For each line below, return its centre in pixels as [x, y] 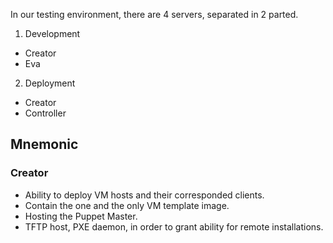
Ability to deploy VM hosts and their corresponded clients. [144, 195]
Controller [45, 113]
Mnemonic [44, 144]
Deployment [50, 83]
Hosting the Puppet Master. [81, 216]
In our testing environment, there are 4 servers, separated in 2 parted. [154, 14]
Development [52, 33]
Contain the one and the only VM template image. [127, 205]
